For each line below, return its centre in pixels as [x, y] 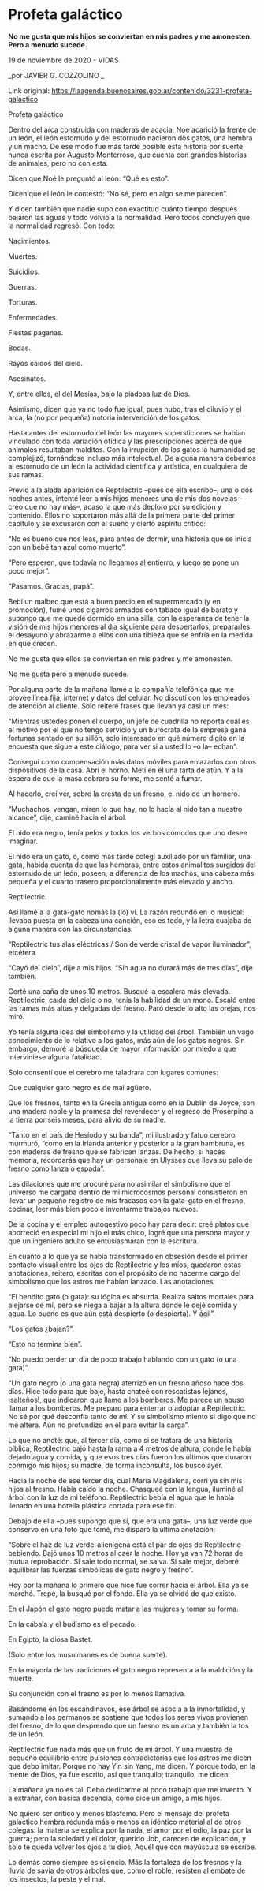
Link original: [29, 90]
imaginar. [23, 841]
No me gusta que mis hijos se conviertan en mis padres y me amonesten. [130, 36]
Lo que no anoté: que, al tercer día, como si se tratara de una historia [120, 1440]
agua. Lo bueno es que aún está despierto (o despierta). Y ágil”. [112, 1313]
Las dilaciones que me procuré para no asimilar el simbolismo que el [119, 1183]
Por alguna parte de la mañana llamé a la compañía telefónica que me [121, 689]
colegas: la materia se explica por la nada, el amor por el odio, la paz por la [130, 1830]
